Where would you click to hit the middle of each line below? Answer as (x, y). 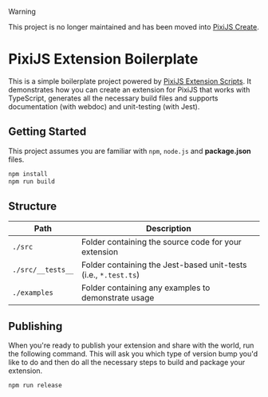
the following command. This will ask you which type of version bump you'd (133, 354)
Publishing (35, 326)
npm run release (35, 386)
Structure (33, 206)
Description (169, 229)
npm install (28, 174)
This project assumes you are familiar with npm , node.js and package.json (130, 151)
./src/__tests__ (43, 270)
